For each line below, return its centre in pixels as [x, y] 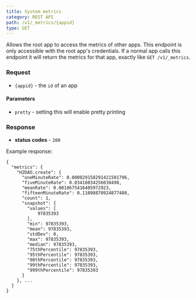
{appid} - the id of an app [46, 85]
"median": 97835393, [52, 245]
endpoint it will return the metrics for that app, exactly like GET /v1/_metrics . [98, 57]
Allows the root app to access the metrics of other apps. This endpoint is [94, 45]
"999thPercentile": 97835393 [63, 270]
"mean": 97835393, [50, 229]
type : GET [18, 28]
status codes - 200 [37, 140]
